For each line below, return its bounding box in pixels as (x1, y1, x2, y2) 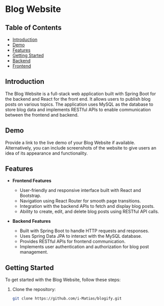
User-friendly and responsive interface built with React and (19, 187, 141, 193)
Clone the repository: (12, 287, 56, 293)
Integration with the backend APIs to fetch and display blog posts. (19, 203, 155, 209)
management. (19, 249, 48, 255)
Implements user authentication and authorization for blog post (19, 244, 149, 250)
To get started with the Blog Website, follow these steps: (5, 277, 121, 283)
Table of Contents (5, 23, 62, 32)
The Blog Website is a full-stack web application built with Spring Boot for (5, 91, 157, 97)
